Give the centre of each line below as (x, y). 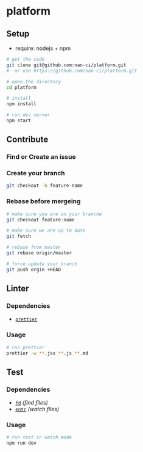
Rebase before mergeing (44, 201)
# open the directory (34, 82)
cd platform (21, 87)
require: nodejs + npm (43, 48)
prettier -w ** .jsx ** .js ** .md (47, 353)
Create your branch (36, 173)
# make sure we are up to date (46, 231)
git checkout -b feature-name (45, 186)
